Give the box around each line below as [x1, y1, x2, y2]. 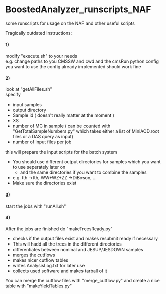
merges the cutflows [12, 252, 55, 258]
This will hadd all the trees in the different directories [12, 241, 122, 247]
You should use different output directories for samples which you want [12, 159, 161, 165]
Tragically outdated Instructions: [5, 30, 72, 36]
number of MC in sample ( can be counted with [12, 123, 111, 129]
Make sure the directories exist [12, 180, 77, 186]
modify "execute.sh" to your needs [5, 53, 78, 59]
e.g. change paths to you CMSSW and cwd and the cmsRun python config [5, 58, 159, 64]
